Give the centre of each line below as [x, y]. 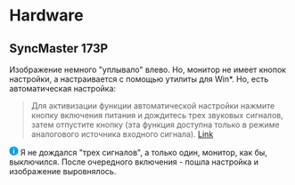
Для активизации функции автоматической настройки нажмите [153, 106]
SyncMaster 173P [59, 48]
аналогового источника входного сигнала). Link [122, 134]
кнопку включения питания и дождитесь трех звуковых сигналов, [157, 115]
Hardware [46, 16]
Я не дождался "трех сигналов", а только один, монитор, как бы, [143, 153]
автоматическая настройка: [63, 88]
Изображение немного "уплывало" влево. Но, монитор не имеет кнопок [148, 69]
